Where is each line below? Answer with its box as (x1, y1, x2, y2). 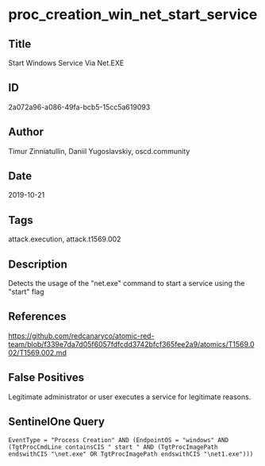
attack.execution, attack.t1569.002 (8, 234, 121, 244)
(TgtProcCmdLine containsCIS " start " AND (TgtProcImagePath (8, 443, 218, 451)
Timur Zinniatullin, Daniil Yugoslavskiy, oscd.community (8, 146, 190, 156)
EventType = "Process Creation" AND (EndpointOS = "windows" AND (8, 436, 229, 444)
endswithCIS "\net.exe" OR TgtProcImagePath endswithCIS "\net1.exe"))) (8, 450, 254, 458)
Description (8, 257, 67, 271)
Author (8, 125, 44, 139)
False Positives (8, 371, 85, 384)
